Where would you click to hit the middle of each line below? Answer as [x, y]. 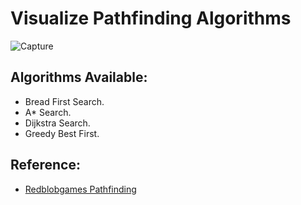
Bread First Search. [64, 101]
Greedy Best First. [62, 133]
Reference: [45, 165]
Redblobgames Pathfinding [80, 189]
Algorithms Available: [79, 77]
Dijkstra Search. [57, 123]
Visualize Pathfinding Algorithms [151, 18]
